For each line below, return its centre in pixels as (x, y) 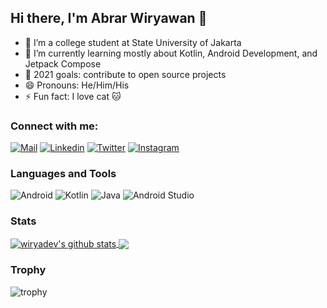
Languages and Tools (63, 174)
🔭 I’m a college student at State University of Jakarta (133, 42)
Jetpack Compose (63, 63)
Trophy (28, 270)
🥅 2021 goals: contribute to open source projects (125, 74)
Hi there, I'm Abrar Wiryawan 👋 (109, 18)
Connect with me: (54, 126)
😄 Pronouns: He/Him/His (77, 85)
